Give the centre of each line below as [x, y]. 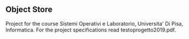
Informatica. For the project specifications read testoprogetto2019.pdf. [91, 30]
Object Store [29, 10]
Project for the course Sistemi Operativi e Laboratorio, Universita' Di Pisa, [94, 23]
